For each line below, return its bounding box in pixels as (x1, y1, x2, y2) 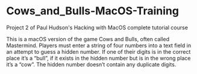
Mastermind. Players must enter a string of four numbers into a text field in (6, 42, 192, 49)
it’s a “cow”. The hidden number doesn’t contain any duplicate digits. (6, 61, 177, 68)
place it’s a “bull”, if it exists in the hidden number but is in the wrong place (6, 54, 191, 61)
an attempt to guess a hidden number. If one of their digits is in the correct (6, 48, 191, 55)
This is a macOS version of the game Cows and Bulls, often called (6, 35, 170, 42)
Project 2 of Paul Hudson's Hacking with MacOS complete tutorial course (6, 24, 189, 31)
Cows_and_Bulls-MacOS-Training (6, 4, 180, 18)
